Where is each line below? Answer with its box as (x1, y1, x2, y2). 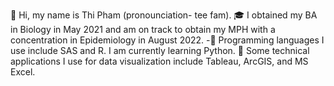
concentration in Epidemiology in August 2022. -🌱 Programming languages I (10, 34, 325, 46)
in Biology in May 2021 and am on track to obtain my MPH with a (10, 24, 276, 35)
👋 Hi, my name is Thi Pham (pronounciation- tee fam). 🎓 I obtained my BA (10, 9, 318, 21)
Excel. (10, 66, 36, 78)
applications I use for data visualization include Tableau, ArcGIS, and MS (10, 55, 309, 67)
